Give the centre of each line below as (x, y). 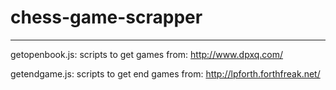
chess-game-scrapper (106, 17)
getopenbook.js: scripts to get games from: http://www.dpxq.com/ (147, 54)
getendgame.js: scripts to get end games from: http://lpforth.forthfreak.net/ (165, 73)
